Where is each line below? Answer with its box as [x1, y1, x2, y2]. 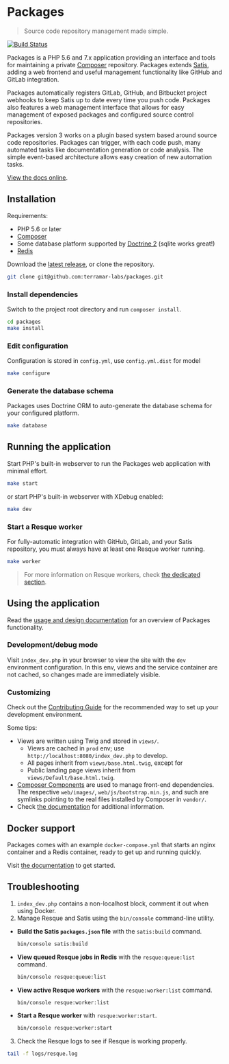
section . [23, 578, 47, 586]
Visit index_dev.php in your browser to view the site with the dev [7, 656, 187, 664]
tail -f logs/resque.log [7, 1050, 78, 1057]
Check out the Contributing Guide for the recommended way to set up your [7, 703, 219, 711]
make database [7, 423, 48, 429]
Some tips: [7, 724, 38, 732]
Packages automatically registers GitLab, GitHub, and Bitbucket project [7, 88, 207, 97]
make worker [7, 558, 41, 565]
